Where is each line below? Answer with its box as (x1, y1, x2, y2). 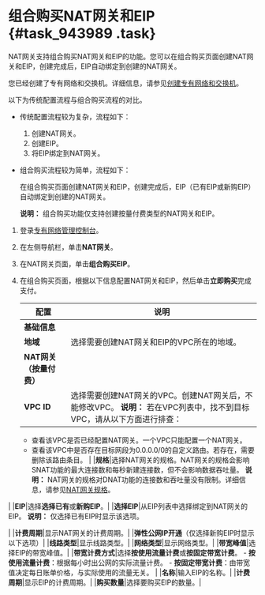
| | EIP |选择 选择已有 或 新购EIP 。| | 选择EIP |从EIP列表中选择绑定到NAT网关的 (8, 501, 248, 510)
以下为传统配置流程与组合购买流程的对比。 (8, 95, 147, 104)
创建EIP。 (31, 138, 63, 148)
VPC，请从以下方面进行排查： (70, 413, 182, 424)
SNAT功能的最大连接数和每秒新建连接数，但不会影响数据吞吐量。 (31, 465, 244, 474)
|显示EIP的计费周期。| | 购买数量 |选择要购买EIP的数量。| (22, 578, 202, 587)
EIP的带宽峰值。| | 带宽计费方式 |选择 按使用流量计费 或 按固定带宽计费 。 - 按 (14, 548, 256, 557)
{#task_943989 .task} (8, 24, 156, 43)
